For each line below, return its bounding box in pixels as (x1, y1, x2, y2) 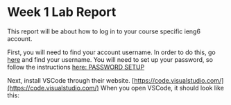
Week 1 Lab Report (7, 4, 117, 20)
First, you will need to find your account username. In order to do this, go (7, 48, 216, 56)
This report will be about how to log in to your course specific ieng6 (7, 27, 201, 35)
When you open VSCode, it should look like (100, 83, 224, 92)
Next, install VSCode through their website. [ (7, 76, 135, 84)
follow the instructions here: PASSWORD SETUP (7, 63, 145, 71)
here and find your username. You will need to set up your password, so (7, 55, 214, 63)
